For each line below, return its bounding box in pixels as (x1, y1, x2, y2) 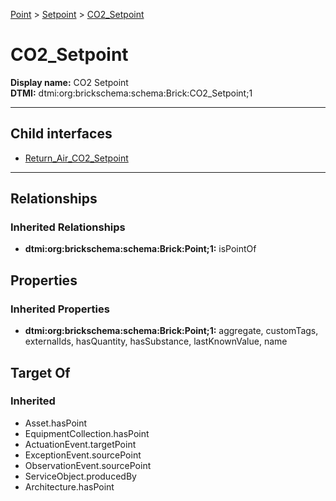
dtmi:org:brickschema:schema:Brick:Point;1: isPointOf (24, 243, 257, 255)
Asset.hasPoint (24, 417, 88, 429)
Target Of (10, 364, 71, 381)
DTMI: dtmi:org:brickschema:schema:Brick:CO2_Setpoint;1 (10, 87, 253, 99)
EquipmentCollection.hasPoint (24, 427, 150, 439)
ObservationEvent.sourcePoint (24, 459, 152, 471)
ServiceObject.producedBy (24, 470, 137, 482)
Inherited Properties (10, 302, 110, 316)
